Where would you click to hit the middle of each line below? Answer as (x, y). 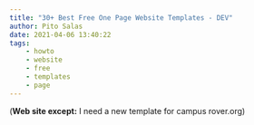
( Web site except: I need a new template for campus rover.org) (127, 111)
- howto (40, 52)
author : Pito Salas (46, 26)
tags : (20, 43)
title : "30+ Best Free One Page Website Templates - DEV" (121, 18)
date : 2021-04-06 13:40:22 (60, 34)
